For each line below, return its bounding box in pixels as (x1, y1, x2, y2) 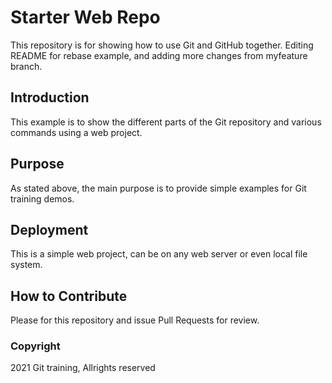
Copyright (10, 339, 61, 353)
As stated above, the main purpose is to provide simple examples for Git (10, 182, 307, 194)
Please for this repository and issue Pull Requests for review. (10, 314, 260, 326)
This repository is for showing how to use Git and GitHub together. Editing (10, 39, 314, 51)
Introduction (10, 89, 90, 106)
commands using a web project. (10, 126, 143, 138)
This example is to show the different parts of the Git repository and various (10, 116, 322, 128)
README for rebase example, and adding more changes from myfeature (10, 49, 308, 61)
